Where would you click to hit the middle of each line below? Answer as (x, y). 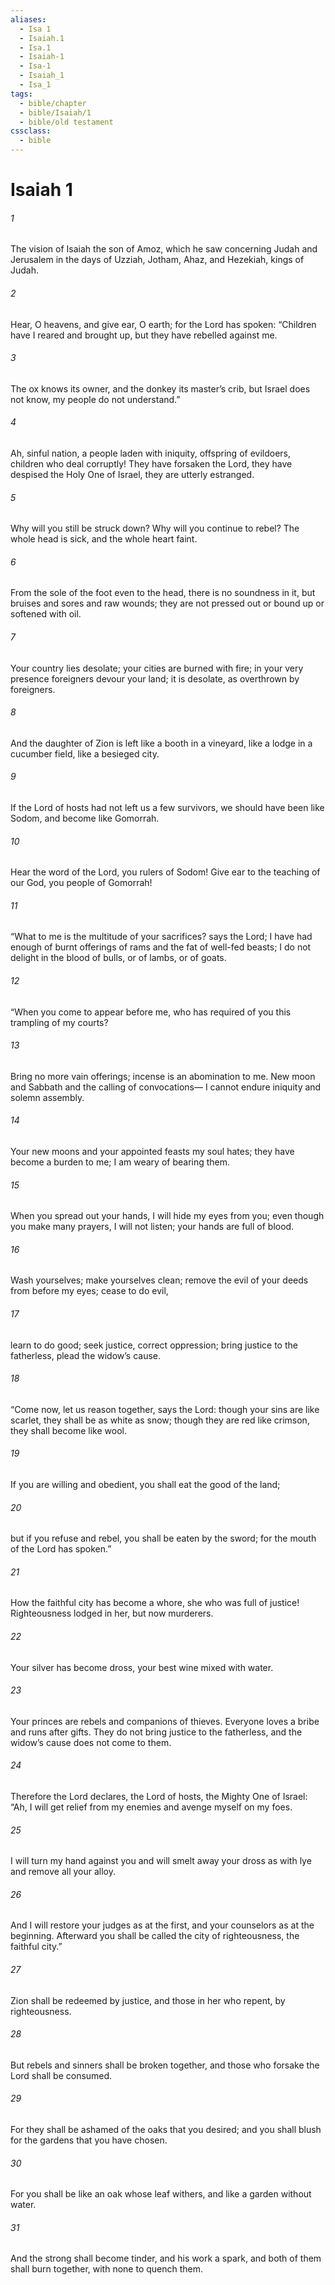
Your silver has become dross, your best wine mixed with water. (142, 1667)
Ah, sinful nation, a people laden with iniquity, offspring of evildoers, (151, 453)
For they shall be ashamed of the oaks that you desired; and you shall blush (166, 2130)
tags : (21, 94)
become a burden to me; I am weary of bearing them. (120, 1162)
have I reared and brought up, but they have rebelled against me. (144, 335)
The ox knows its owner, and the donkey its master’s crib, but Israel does (160, 388)
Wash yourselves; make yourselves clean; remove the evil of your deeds (159, 1280)
